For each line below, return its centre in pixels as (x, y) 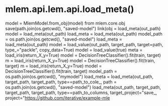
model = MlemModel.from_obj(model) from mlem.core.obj (65, 23)
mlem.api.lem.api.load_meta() (70, 9)
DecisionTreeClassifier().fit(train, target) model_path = (61, 71)
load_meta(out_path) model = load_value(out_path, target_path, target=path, (84, 44)
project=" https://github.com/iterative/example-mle (58, 98)
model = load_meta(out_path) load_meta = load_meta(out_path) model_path (84, 34)
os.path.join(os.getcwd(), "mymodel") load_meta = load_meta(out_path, (79, 76)
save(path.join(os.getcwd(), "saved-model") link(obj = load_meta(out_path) (83, 28)
